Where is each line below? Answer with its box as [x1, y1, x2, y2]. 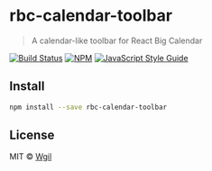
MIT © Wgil [9, 151, 52, 162]
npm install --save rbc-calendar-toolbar [9, 103, 168, 112]
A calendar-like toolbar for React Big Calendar [31, 35, 203, 46]
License [9, 128, 55, 143]
